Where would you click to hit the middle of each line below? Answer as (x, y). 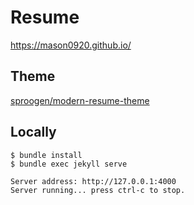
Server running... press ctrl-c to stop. (98, 190)
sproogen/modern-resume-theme (80, 100)
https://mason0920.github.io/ (71, 45)
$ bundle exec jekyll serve (69, 164)
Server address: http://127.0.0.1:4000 (93, 181)
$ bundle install (46, 155)
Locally (33, 132)
